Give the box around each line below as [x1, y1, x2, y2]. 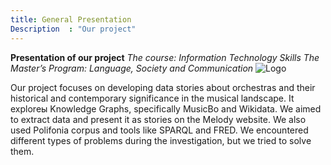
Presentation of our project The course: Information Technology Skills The [10, 51, 320, 63]
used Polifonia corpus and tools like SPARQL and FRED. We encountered [10, 124, 309, 136]
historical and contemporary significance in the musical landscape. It [10, 92, 295, 104]
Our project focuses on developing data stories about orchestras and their [10, 81, 316, 93]
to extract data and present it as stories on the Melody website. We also [10, 113, 307, 125]
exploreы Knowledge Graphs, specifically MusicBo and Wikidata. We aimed [10, 102, 322, 115]
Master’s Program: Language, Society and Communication [10, 62, 254, 74]
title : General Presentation [10, 14, 132, 25]
